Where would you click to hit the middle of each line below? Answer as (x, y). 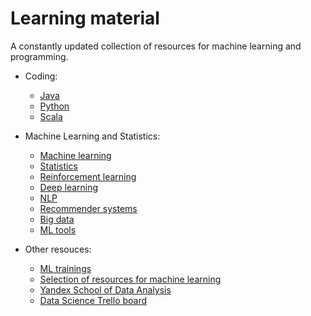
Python (54, 106)
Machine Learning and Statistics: (92, 136)
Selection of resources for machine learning (130, 279)
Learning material (85, 18)
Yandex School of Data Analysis (105, 289)
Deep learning (69, 187)
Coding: (41, 76)
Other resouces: (58, 249)
